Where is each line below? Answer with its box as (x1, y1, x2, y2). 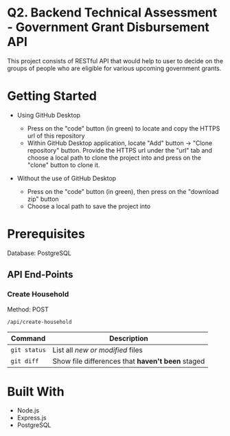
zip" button (27, 195, 60, 203)
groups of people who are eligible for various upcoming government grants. (7, 64, 222, 72)
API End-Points (7, 269, 73, 281)
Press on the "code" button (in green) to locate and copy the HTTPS (27, 124, 220, 132)
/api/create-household (7, 318, 72, 325)
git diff (10, 357, 39, 365)
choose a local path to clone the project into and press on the (27, 153, 201, 162)
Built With (7, 384, 65, 400)
